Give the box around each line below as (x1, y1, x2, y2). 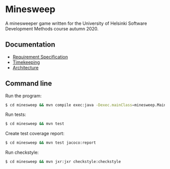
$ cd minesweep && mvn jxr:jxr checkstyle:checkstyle (5, 159, 121, 164)
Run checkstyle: (5, 149, 39, 155)
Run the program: (5, 93, 42, 99)
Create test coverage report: (5, 131, 65, 137)
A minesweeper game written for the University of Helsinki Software (5, 20, 147, 26)
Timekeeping (12, 59, 40, 65)
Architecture (12, 64, 39, 70)
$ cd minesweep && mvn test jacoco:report (5, 140, 96, 145)
